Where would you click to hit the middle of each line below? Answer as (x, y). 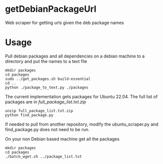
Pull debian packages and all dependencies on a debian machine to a (75, 56)
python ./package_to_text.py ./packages (47, 87)
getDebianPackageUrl (51, 9)
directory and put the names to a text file (46, 61)
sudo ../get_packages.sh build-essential (48, 79)
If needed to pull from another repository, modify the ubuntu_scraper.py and (82, 124)
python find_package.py (29, 115)
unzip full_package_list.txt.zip (39, 111)
